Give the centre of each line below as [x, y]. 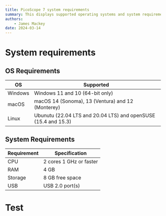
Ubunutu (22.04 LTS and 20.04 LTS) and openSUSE [95, 115]
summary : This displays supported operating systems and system [73, 14]
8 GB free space [62, 177]
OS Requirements [33, 71]
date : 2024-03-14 [23, 28]
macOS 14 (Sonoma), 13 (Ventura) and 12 [83, 101]
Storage [17, 177]
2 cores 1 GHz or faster [71, 162]
